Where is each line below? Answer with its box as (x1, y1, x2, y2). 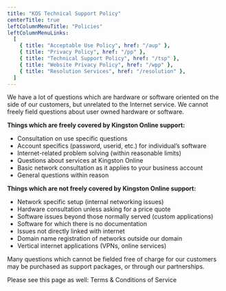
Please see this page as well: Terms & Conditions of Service (7, 276, 177, 284)
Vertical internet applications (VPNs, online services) (16, 242, 167, 250)
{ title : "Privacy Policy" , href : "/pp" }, (19, 49, 146, 56)
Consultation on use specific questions (16, 134, 128, 143)
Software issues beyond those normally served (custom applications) (16, 212, 214, 221)
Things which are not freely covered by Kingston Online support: (7, 184, 196, 193)
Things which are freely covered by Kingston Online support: (7, 121, 185, 130)
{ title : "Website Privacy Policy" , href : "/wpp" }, (19, 61, 174, 68)
